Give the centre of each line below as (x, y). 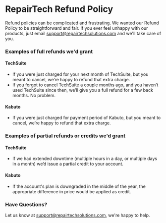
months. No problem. (34, 96)
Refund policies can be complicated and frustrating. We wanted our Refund (82, 23)
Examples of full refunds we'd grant (49, 52)
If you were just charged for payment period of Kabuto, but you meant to (86, 118)
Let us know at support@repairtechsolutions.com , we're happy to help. (78, 215)
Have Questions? (26, 204)
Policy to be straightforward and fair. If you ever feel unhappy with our (77, 28)
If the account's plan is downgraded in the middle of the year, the (79, 186)
